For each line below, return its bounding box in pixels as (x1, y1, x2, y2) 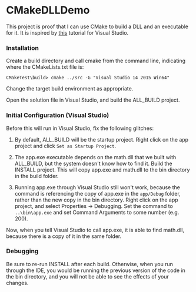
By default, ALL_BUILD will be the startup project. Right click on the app (14, 136, 189, 143)
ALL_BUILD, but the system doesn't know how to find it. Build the (14, 160, 172, 167)
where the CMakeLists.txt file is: (6, 63, 84, 71)
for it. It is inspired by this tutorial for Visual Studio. (6, 29, 129, 36)
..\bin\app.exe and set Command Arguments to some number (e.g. (14, 209, 180, 216)
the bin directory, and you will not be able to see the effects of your (6, 273, 169, 280)
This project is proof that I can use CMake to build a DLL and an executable (6, 23, 189, 30)
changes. (6, 279, 29, 286)
